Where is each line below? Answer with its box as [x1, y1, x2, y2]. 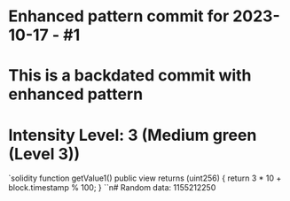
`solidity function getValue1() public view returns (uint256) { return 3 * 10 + [8, 173, 282, 183]
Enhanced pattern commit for [8, 6, 230, 27]
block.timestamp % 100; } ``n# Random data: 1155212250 [8, 182, 216, 193]
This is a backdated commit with [8, 66, 252, 86]
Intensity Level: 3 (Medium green [8, 125, 257, 145]
